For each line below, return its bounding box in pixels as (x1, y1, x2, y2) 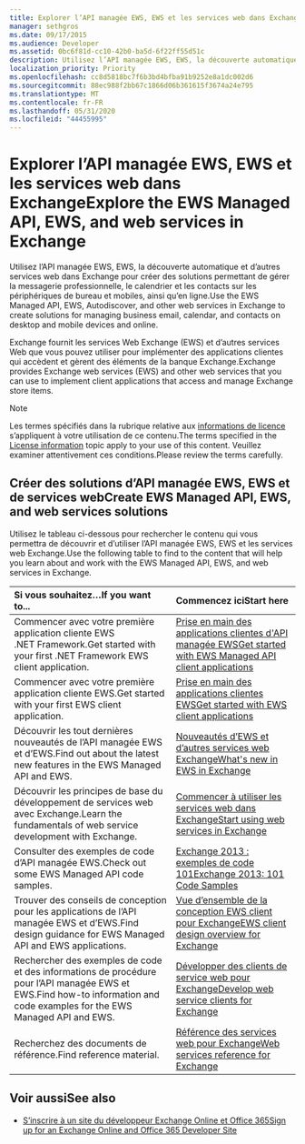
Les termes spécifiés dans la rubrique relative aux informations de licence (9, 420, 286, 432)
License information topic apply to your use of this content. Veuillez (9, 440, 261, 451)
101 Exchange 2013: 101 (175, 868, 285, 880)
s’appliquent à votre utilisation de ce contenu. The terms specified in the (9, 430, 277, 441)
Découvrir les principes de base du (14, 784, 163, 797)
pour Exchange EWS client (175, 916, 287, 928)
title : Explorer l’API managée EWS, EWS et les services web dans (9, 13, 266, 23)
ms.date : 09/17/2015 (9, 30, 88, 39)
